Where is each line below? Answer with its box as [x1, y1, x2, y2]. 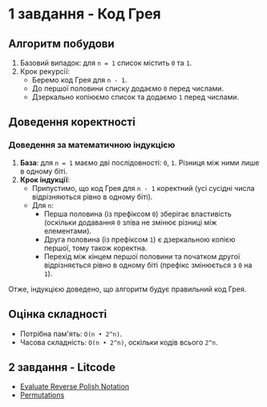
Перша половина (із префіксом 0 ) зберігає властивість [43, 209, 233, 218]
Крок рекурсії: [19, 67, 71, 76]
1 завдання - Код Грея [8, 5, 162, 23]
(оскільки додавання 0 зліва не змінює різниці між [43, 218, 217, 227]
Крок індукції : [19, 174, 71, 185]
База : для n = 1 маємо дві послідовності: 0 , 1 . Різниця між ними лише [19, 157, 260, 167]
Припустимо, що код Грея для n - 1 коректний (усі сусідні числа [31, 183, 255, 193]
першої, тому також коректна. [43, 242, 148, 253]
